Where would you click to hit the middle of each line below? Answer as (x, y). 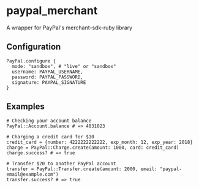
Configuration (34, 47)
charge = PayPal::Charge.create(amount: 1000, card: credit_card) (93, 148)
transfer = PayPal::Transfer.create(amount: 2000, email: (82, 169)
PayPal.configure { (31, 61)
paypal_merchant (52, 11)
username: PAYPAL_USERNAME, (48, 72)
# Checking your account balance (49, 121)
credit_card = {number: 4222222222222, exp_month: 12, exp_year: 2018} (99, 142)
